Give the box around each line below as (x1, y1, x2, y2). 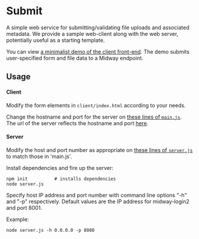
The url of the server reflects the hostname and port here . (6, 119, 149, 126)
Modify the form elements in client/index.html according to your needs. (6, 101, 186, 108)
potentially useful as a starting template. (6, 36, 105, 44)
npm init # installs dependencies (6, 176, 117, 182)
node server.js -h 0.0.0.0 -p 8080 (6, 227, 95, 233)
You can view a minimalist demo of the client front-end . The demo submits (6, 48, 190, 55)
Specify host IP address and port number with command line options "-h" (6, 191, 187, 198)
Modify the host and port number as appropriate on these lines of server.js (6, 146, 193, 153)
